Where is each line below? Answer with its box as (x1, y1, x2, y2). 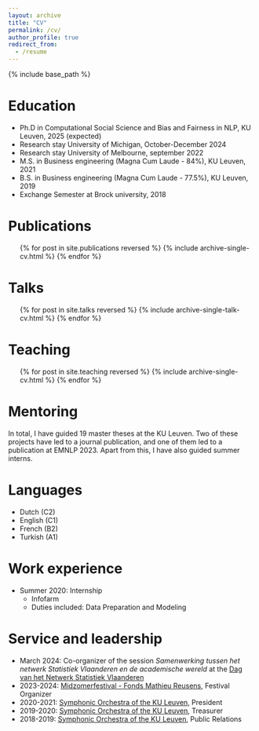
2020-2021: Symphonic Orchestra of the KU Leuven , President (19, 697, 223, 707)
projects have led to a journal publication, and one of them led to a (8, 437, 223, 446)
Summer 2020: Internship (19, 586, 103, 595)
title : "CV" (8, 19, 47, 27)
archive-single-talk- (175, 305, 240, 314)
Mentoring (8, 402, 78, 420)
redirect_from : (8, 41, 58, 49)
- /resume (15, 48, 47, 56)
